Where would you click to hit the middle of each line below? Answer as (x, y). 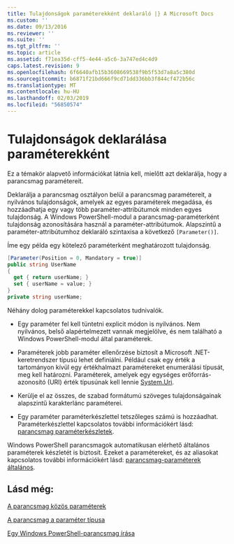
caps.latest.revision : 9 (43, 66)
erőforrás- (196, 374)
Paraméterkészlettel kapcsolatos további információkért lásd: (105, 424)
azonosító (31, 382)
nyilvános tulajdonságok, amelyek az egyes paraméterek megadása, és (110, 202)
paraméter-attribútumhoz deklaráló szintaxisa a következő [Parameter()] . (113, 231)
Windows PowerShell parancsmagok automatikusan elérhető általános (109, 445)
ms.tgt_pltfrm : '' (34, 46)
